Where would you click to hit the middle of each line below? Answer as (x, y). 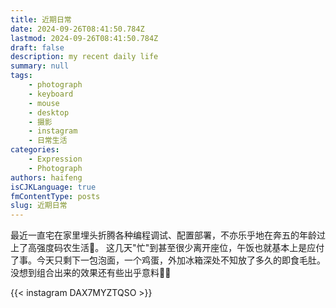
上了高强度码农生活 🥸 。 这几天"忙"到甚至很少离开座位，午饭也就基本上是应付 (167, 248)
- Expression (55, 159)
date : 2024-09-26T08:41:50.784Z (77, 29)
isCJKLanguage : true (53, 187)
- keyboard (51, 94)
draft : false (37, 47)
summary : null (40, 66)
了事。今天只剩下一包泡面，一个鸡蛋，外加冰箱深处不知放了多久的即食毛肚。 (168, 260)
